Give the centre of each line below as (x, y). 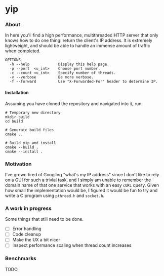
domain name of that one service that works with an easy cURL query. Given (82, 185)
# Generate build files (30, 130)
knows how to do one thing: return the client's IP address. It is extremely (79, 40)
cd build (14, 121)
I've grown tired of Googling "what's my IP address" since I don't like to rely (82, 174)
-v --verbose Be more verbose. (52, 78)
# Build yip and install (31, 143)
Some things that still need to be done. (44, 219)
